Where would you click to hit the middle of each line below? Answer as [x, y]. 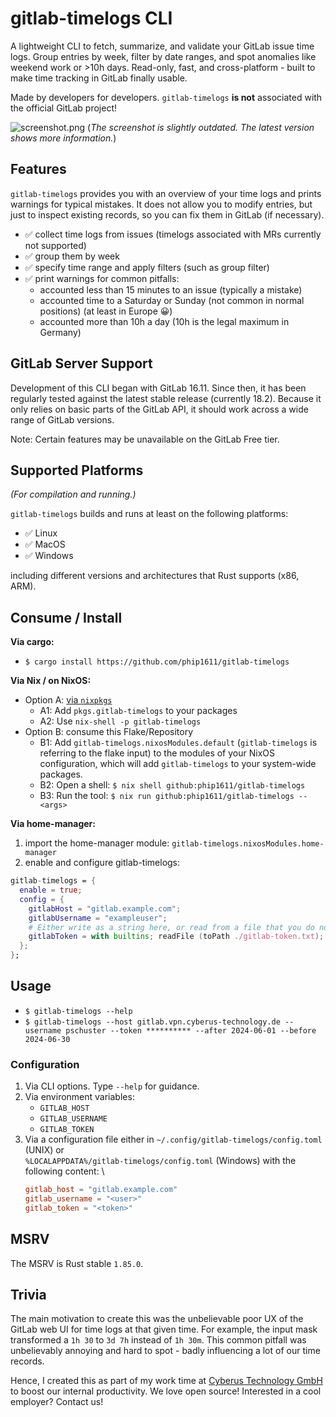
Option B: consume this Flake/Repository [109, 732]
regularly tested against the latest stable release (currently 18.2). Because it [166, 398]
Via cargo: [32, 642]
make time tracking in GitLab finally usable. [99, 78]
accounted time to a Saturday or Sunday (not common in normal [172, 300]
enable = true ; [51, 890]
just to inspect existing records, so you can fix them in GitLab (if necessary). [167, 214]
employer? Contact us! [57, 1402]
